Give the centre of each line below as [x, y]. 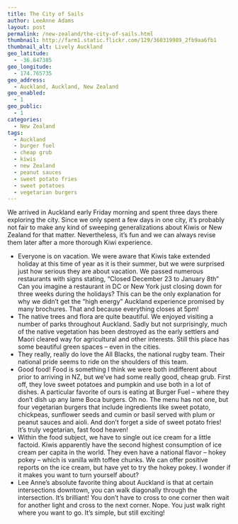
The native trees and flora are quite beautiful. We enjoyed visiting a [115, 317]
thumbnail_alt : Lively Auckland [55, 47]
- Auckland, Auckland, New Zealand [66, 87]
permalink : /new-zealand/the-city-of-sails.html [80, 34]
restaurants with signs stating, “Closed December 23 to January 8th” [118, 279]
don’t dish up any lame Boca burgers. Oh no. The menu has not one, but [123, 400]
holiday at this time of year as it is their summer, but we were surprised [121, 264]
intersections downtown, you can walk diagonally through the [107, 490]
